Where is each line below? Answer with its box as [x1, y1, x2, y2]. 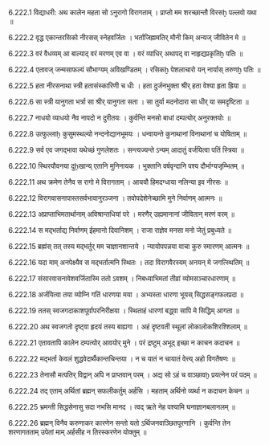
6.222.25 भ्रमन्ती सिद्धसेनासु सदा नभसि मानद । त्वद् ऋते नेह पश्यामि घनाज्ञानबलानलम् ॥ [8, 402, 235, 411]
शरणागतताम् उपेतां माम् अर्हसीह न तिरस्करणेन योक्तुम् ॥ [8, 427, 147, 437]
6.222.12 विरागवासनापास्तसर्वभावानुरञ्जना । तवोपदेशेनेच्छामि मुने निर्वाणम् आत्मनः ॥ [8, 194, 222, 202]
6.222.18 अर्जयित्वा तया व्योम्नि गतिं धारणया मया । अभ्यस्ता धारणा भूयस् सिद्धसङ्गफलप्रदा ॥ [8, 290, 244, 299]
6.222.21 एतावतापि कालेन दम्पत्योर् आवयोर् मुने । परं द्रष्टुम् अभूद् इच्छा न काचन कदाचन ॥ [8, 338, 240, 347]
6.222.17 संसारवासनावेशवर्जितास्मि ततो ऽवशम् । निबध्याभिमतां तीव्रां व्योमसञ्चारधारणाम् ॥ [8, 274, 235, 283]
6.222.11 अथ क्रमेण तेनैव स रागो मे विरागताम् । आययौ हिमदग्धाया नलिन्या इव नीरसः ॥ [8, 178, 229, 186]
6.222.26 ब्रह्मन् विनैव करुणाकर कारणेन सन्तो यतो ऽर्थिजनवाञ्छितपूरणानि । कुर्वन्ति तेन [8, 418, 231, 427]
